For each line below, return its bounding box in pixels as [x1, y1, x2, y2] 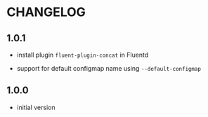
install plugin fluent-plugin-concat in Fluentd [16, 50, 149, 59]
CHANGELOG [6, 4, 86, 20]
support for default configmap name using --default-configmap [16, 64, 202, 72]
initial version [16, 103, 56, 111]
